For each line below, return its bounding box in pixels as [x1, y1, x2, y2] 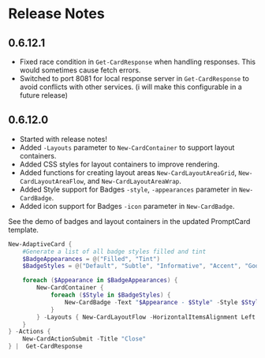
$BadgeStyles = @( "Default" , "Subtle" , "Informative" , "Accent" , [22, 262, 242, 270]
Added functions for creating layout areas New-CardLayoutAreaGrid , [19, 167, 237, 177]
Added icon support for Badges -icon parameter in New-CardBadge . [19, 201, 235, 211]
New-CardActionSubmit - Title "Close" [22, 335, 147, 343]
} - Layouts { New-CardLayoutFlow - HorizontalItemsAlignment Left [36, 313, 256, 321]
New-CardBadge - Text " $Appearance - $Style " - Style [64, 298, 238, 306]
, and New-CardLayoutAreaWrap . [83, 176, 181, 185]
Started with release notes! [19, 134, 108, 144]
